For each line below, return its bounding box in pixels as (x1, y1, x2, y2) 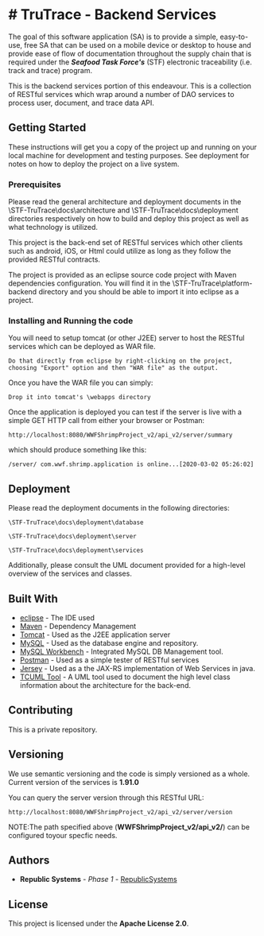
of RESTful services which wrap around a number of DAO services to (8, 89, 235, 99)
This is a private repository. (8, 724, 98, 734)
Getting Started (8, 121, 87, 134)
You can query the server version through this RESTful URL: (8, 793, 204, 802)
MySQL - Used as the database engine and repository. (19, 638, 199, 647)
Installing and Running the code (8, 315, 134, 326)
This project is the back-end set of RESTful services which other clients (8, 238, 243, 247)
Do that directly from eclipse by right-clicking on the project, (8, 357, 233, 365)
